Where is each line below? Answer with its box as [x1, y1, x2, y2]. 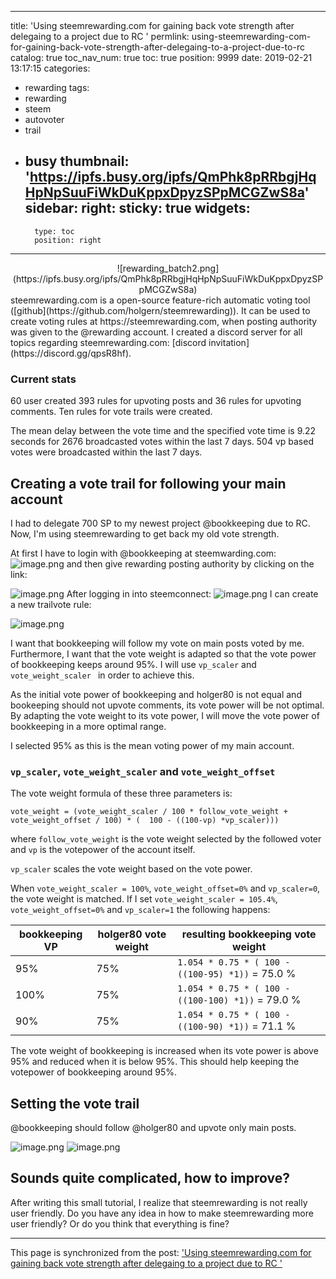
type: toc [34, 226, 75, 236]
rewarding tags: [24, 82, 90, 93]
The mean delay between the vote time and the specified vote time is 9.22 [10, 425, 317, 437]
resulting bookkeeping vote [181, 927, 317, 941]
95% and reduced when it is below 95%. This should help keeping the [10, 1056, 300, 1068]
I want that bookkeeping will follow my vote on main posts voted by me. [10, 637, 305, 649]
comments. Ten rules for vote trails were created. [10, 406, 213, 418]
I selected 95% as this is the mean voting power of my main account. [10, 739, 295, 751]
